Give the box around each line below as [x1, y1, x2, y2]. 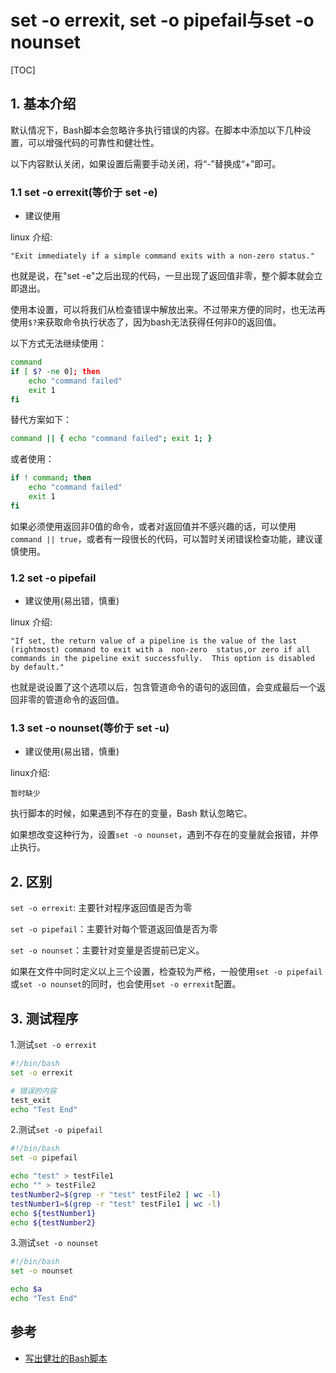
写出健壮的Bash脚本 [24, 1352, 108, 1364]
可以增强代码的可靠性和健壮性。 [27, 136, 160, 148]
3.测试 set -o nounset [10, 1237, 99, 1249]
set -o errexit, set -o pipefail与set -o [10, 9, 315, 32]
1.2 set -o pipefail [10, 571, 97, 585]
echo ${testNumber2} [10, 1217, 97, 1228]
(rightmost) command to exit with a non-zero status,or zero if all [10, 645, 311, 655]
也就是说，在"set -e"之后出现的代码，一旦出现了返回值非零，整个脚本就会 [10, 270, 315, 282]
